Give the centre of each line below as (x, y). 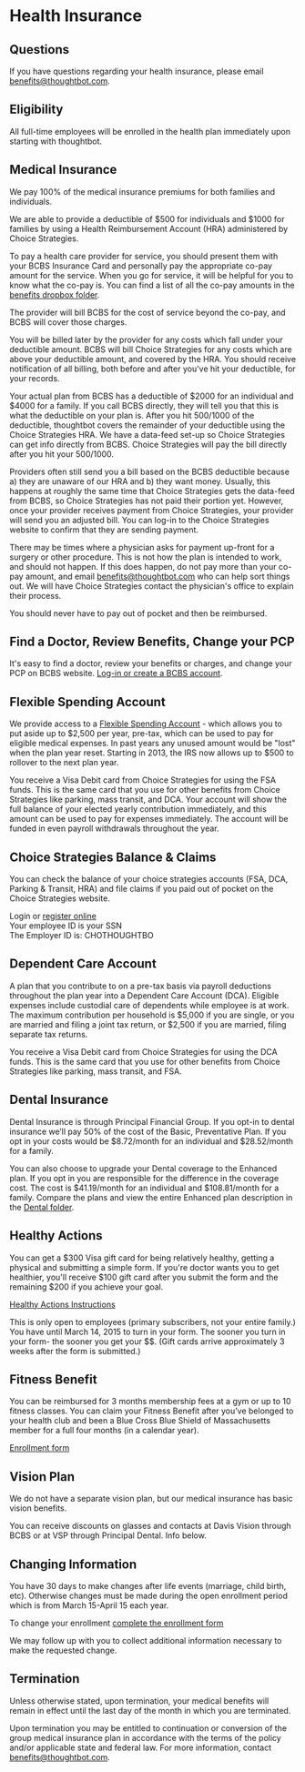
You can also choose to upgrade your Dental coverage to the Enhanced (143, 1168)
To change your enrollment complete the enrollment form (117, 1623)
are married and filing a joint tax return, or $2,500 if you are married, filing (148, 1024)
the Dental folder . (42, 1207)
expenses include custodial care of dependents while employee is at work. (149, 1005)
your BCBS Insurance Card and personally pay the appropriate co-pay (141, 266)
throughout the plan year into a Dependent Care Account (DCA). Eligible (144, 995)
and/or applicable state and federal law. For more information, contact (140, 1747)
